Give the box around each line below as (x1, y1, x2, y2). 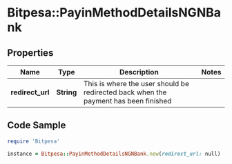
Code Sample (7, 119, 66, 132)
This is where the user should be (84, 79, 190, 88)
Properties (7, 47, 54, 59)
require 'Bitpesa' (7, 138, 60, 145)
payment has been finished (84, 96, 172, 105)
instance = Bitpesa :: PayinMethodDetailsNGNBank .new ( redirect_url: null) (7, 150, 221, 157)
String (56, 88, 77, 97)
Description (119, 68, 159, 76)
